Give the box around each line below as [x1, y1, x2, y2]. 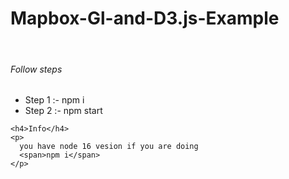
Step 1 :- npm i [24, 94, 85, 106]
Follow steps [10, 63, 63, 75]
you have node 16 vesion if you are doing [19, 142, 199, 152]
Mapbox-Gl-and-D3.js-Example [10, 7, 280, 30]
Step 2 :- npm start [24, 105, 103, 117]
